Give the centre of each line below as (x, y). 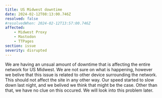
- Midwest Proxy (31, 32)
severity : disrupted (26, 50)
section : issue (21, 46)
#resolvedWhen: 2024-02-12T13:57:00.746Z (48, 23)
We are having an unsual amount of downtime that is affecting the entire (78, 64)
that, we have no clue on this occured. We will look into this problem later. (79, 90)
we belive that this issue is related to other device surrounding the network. (81, 75)
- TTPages (24, 41)
